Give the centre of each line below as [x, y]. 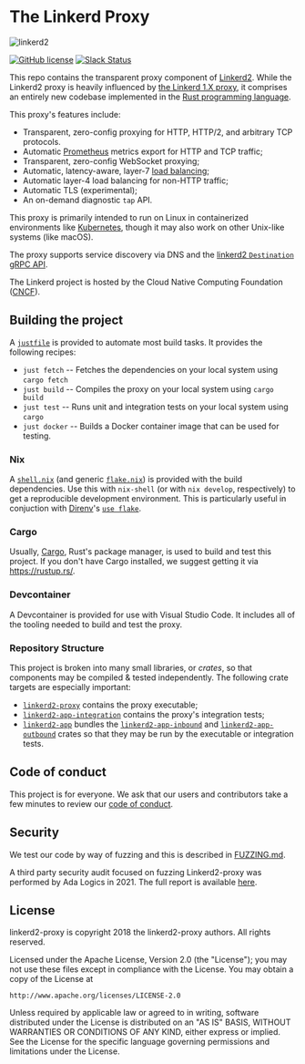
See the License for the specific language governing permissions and [140, 1042]
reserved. [27, 942]
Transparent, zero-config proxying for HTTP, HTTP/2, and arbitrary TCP [158, 132]
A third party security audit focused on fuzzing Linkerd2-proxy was [136, 872]
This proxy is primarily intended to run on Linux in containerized [129, 217]
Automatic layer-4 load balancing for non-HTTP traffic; [126, 181]
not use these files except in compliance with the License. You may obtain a [152, 969]
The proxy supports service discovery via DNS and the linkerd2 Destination [152, 254]
